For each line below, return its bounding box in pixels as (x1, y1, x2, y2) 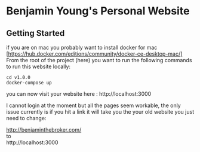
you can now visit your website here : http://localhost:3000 (6, 90, 152, 97)
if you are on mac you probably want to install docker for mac (6, 44, 158, 51)
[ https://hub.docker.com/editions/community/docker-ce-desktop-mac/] (6, 50, 183, 57)
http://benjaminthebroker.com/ (6, 126, 82, 133)
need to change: (6, 115, 47, 121)
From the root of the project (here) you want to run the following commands (6, 57, 192, 63)
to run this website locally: (6, 63, 70, 70)
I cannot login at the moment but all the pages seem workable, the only (6, 102, 181, 109)
